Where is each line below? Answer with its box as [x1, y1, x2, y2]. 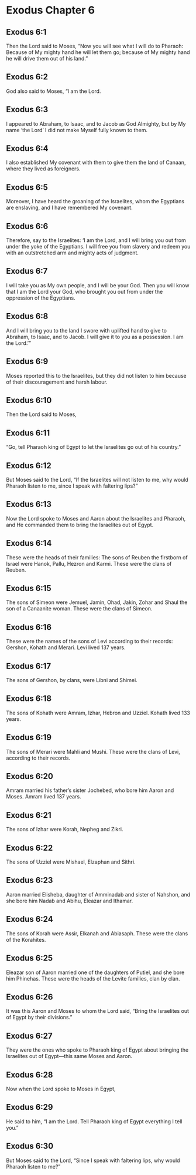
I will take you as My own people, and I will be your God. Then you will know [6, 281, 190, 288]
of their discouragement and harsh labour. [6, 378, 108, 385]
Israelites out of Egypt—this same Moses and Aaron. [6, 1053, 133, 1060]
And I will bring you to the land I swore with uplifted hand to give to [6, 327, 167, 334]
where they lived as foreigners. [6, 165, 81, 172]
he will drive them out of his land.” [6, 55, 88, 62]
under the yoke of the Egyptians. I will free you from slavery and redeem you [6, 243, 191, 250]
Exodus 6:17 [6, 661, 51, 671]
